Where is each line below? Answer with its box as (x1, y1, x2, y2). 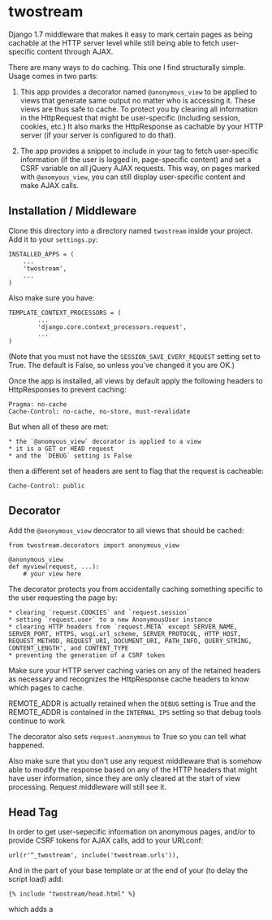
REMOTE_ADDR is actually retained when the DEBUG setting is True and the (8, 699, 256, 708)
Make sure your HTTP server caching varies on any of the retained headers (8, 665, 261, 675)
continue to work (8, 716, 65, 725)
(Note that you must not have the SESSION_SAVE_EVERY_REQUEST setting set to (8, 351, 261, 361)
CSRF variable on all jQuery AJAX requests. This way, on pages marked (19, 163, 260, 173)
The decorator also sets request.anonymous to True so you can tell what (8, 731, 246, 741)
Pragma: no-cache (8, 400, 67, 409)
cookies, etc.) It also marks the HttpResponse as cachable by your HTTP (19, 121, 264, 131)
